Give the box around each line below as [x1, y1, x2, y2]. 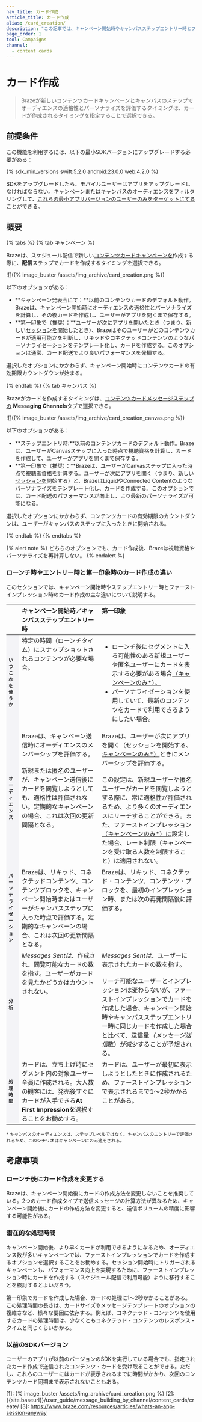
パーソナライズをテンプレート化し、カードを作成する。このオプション [14, 485, 189, 492]
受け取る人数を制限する [114, 847, 180, 856]
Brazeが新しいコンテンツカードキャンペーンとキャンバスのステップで [20, 97, 194, 104]
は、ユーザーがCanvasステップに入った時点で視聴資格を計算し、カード [14, 447, 192, 455]
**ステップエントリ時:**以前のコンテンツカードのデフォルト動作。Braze [14, 440, 194, 447]
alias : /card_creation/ [6, 20, 66, 26]
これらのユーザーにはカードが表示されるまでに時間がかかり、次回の [16, 1370, 185, 1378]
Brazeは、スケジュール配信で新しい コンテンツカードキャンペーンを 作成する [6, 252, 194, 259]
